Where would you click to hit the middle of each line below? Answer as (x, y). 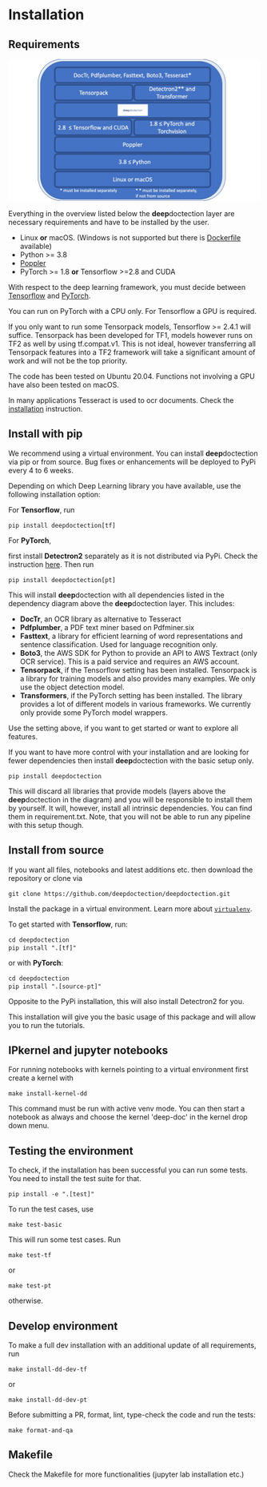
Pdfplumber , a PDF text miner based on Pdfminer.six (107, 627)
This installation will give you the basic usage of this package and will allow (132, 1017)
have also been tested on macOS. (64, 385)
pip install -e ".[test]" (51, 1195)
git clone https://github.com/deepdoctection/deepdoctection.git (119, 894)
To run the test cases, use (51, 1209)
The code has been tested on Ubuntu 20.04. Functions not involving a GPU (132, 376)
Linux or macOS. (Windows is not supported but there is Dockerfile (130, 237)
